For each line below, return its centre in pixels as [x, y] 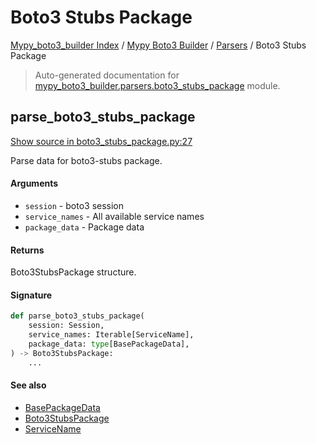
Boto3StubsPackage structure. [73, 272]
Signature [31, 295]
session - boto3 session [74, 205]
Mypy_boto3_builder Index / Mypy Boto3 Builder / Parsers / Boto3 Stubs [158, 45]
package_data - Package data [84, 227]
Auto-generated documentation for [107, 75]
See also [28, 385]
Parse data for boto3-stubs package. [86, 160]
